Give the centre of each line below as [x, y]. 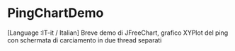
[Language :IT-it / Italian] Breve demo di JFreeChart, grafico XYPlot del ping [118, 33]
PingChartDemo [56, 13]
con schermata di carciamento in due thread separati [85, 40]
